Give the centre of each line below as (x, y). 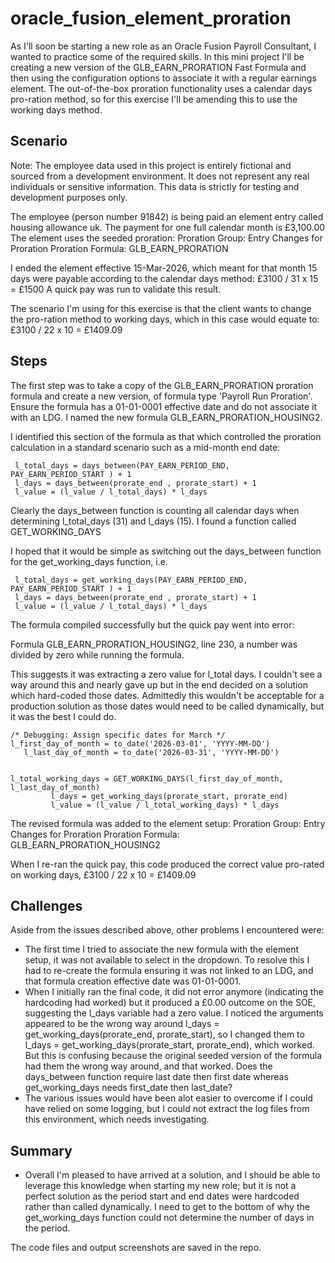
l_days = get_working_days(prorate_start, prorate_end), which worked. (169, 1045)
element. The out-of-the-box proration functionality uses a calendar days (161, 88)
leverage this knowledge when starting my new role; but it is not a (160, 1186)
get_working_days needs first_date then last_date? (128, 1088)
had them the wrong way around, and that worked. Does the (148, 1066)
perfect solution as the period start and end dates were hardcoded (162, 1196)
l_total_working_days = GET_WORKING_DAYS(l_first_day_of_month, (147, 778)
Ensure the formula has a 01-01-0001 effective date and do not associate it (164, 406)
